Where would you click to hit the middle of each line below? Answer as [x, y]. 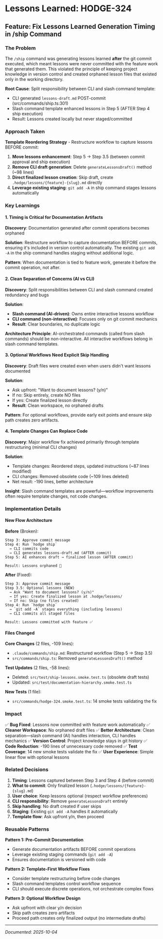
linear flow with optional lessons [37, 757]
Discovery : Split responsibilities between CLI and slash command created [79, 289]
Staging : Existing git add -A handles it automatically [65, 811]
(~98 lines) [23, 172]
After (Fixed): [19, 575]
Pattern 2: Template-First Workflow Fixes [48, 869]
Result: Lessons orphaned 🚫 [33, 566]
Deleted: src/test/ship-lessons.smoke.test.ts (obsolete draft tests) [81, 677]
